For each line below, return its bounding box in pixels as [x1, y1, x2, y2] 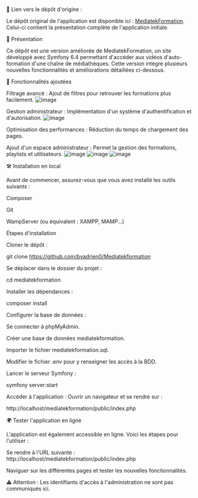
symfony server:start [6, 382, 58, 388]
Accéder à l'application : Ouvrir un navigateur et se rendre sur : [6, 393, 162, 400]
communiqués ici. [6, 485, 51, 492]
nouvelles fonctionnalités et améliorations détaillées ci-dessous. [6, 66, 166, 74]
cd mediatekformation [6, 276, 61, 283]
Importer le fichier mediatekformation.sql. [6, 347, 110, 353]
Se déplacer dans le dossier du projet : [6, 265, 102, 271]
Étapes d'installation [6, 230, 57, 236]
